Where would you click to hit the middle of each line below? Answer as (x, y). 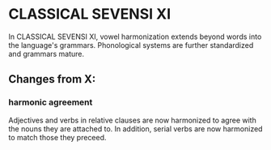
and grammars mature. (47, 54)
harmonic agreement (51, 102)
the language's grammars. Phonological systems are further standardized (131, 45)
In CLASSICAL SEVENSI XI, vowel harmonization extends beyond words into (135, 36)
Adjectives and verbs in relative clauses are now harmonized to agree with (132, 120)
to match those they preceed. (57, 137)
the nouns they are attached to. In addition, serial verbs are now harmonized (135, 129)
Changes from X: (52, 79)
